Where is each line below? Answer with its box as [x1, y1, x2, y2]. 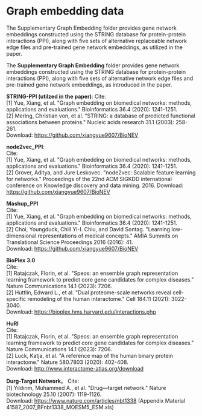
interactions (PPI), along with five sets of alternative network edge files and [6, 74, 194, 82]
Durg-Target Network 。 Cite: [6, 377, 80, 385]
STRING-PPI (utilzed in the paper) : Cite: [6, 93, 107, 100]
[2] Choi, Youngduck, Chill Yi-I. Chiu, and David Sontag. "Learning [6, 225, 171, 233]
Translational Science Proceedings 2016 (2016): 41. [6, 238, 133, 246]
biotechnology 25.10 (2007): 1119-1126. [6, 391, 102, 398]
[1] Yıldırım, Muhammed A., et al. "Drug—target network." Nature [6, 384, 166, 391]
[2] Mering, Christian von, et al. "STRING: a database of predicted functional [6, 112, 195, 119]
